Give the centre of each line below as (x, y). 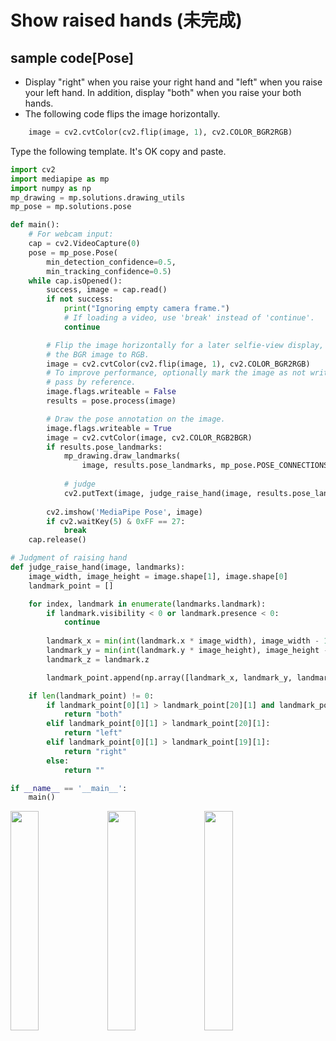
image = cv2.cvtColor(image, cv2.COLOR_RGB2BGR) (149, 437)
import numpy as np (51, 188)
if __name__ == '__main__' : (69, 788)
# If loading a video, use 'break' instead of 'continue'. (189, 318)
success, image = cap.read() (107, 290)
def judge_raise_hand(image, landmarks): (98, 567)
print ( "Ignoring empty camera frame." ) (146, 309)
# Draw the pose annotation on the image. (136, 419)
